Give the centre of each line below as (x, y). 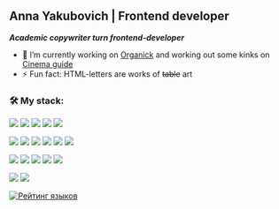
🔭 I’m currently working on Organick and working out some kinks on (146, 55)
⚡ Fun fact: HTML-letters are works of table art (107, 74)
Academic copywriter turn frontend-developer (97, 37)
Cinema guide (47, 63)
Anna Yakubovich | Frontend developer (120, 16)
